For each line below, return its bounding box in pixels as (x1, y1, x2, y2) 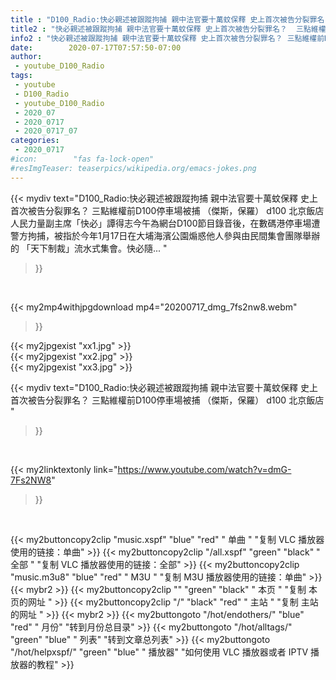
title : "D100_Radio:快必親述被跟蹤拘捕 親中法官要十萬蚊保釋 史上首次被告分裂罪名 (10, 14, 325, 25)
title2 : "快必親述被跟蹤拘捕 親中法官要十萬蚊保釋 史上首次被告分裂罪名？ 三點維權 (10, 24, 327, 34)
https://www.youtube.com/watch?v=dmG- (117, 463, 292, 475)
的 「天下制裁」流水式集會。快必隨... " (10, 242, 168, 254)
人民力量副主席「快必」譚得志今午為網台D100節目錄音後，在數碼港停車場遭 (10, 217, 321, 229)
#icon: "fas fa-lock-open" (10, 154, 155, 164)
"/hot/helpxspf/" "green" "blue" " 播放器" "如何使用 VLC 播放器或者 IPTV (10, 646, 309, 658)
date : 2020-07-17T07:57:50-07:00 (10, 42, 182, 53)
